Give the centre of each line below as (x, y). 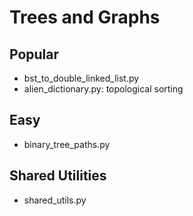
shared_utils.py (55, 200)
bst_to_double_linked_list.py (81, 78)
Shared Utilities (58, 176)
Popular (34, 54)
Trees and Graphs (85, 17)
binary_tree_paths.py (67, 144)
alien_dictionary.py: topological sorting (103, 89)
